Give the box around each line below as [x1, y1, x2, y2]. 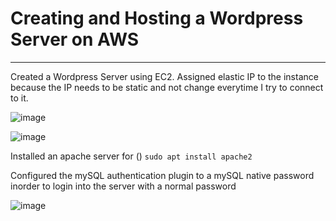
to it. [10, 92, 29, 104]
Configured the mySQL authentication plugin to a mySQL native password [10, 169, 315, 181]
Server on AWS [10, 28, 140, 51]
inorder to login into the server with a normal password [10, 180, 237, 192]
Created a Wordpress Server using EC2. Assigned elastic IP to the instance [10, 70, 319, 82]
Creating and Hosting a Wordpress [10, 7, 304, 30]
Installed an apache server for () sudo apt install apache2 [10, 150, 253, 162]
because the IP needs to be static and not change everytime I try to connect [10, 81, 324, 93]
